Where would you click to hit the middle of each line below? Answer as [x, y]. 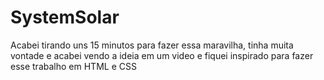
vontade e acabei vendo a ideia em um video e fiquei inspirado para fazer [162, 55]
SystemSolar [65, 17]
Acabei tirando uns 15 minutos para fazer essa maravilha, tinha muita [152, 45]
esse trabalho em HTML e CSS [73, 66]
